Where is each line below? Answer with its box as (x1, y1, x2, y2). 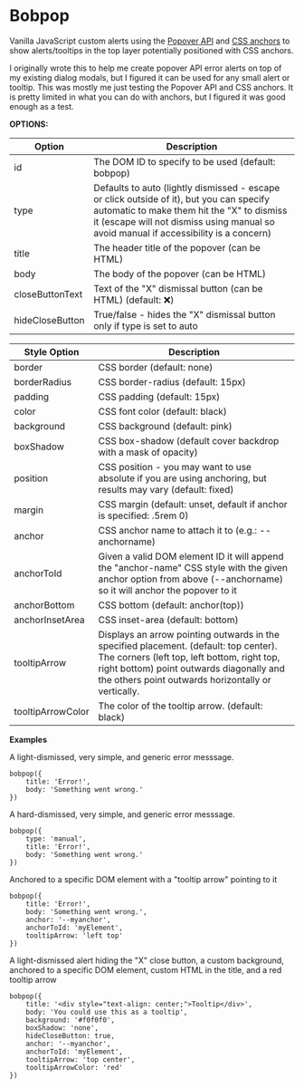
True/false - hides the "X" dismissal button (93, 308, 276, 321)
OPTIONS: (9, 119, 49, 130)
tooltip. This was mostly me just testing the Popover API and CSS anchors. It (9, 82, 294, 92)
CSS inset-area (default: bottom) (98, 613, 239, 626)
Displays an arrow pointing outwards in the (98, 628, 280, 640)
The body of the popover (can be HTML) (93, 267, 267, 280)
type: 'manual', (25, 834, 88, 843)
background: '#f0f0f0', (25, 1016, 116, 1025)
